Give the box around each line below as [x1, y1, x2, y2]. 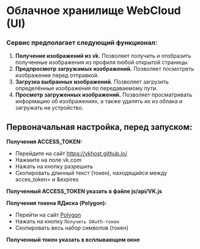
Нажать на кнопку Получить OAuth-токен [15, 218, 119, 225]
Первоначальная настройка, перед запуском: [6, 121, 193, 132]
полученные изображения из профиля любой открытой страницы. [15, 59, 189, 66]
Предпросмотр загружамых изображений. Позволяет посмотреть [15, 65, 194, 73]
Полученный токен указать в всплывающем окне [6, 236, 141, 244]
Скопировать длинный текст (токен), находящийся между [15, 169, 168, 177]
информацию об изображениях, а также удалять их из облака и [15, 98, 183, 105]
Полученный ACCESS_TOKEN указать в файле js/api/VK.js [6, 187, 163, 195]
